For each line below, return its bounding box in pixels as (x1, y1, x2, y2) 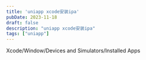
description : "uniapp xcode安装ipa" (6, 25, 95, 31)
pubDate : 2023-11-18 (6, 14, 58, 20)
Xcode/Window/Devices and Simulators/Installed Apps (6, 47, 141, 54)
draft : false (6, 20, 39, 26)
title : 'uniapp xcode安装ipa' (6, 8, 79, 15)
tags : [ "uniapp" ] (6, 31, 49, 37)
